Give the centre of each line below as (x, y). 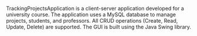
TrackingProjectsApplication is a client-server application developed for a (95, 8)
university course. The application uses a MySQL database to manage (91, 15)
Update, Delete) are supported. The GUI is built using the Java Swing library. (99, 27)
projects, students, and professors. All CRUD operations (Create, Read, (92, 21)
